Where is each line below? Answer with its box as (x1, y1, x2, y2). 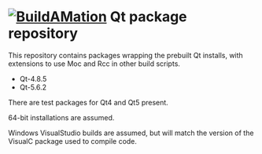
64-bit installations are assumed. (8, 112, 115, 122)
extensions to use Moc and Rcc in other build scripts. (8, 59, 181, 68)
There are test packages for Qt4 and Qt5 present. (8, 97, 169, 107)
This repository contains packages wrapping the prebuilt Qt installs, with (8, 50, 244, 60)
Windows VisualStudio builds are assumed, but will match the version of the (8, 128, 254, 137)
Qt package (109, 8, 187, 26)
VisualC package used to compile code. (8, 136, 138, 145)
